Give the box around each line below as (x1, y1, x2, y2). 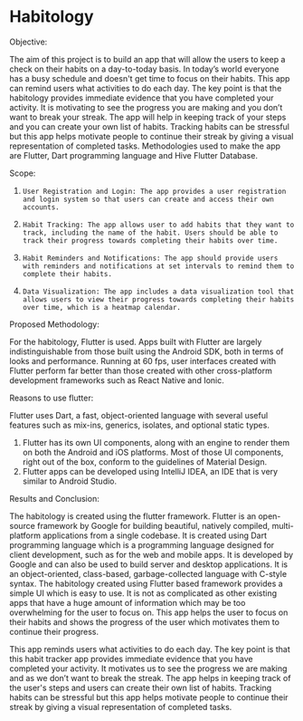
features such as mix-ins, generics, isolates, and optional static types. (9, 419, 270, 430)
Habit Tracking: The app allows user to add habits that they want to (22, 220, 295, 229)
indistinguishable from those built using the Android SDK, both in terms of (9, 346, 284, 357)
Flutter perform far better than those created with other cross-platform (9, 365, 273, 376)
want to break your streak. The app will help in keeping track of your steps (9, 111, 287, 122)
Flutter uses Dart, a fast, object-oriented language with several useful (9, 409, 269, 420)
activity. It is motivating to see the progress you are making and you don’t (9, 101, 283, 112)
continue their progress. (9, 626, 99, 637)
